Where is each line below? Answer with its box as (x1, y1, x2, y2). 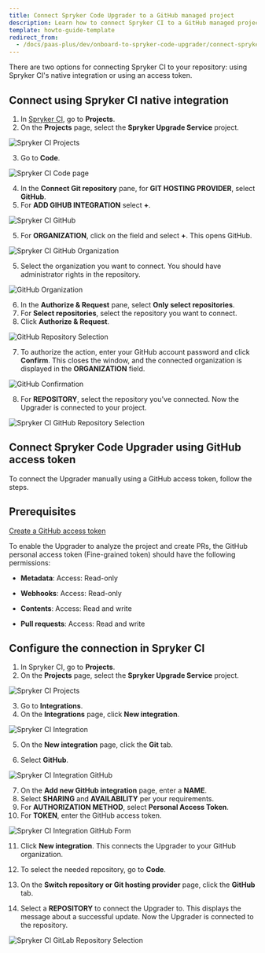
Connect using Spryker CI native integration (9, 94, 229, 107)
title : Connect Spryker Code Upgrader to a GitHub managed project (9, 11, 235, 20)
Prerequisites (9, 505, 76, 519)
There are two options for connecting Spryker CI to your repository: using (9, 62, 248, 72)
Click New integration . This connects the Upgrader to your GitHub (20, 841, 237, 851)
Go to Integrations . (20, 701, 83, 711)
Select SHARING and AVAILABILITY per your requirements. (20, 794, 215, 804)
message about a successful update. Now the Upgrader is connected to (20, 912, 254, 922)
